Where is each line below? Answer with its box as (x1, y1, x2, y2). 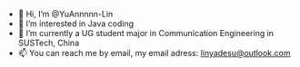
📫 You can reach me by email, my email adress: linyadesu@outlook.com (17, 48, 291, 58)
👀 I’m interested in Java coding (17, 18, 135, 29)
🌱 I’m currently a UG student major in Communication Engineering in (17, 28, 275, 38)
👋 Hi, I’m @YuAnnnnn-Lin (17, 9, 114, 19)
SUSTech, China (17, 37, 80, 48)
